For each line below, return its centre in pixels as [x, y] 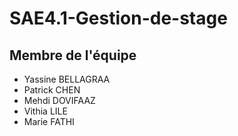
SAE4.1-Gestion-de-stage [118, 18]
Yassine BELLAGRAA [67, 79]
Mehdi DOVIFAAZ [59, 100]
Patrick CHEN [52, 90]
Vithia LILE [45, 111]
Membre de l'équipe [73, 55]
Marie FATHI [49, 121]
